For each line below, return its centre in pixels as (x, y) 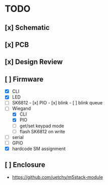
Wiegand (21, 108)
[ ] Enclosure (25, 165)
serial (18, 137)
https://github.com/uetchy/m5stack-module (57, 177)
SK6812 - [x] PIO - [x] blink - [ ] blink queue (57, 103)
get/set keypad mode (42, 126)
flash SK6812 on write (42, 131)
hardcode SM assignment (39, 149)
